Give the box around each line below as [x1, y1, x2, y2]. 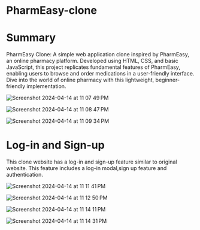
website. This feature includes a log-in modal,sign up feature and [6, 165, 167, 172]
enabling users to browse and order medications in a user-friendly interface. [6, 70, 195, 77]
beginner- [155, 76, 180, 84]
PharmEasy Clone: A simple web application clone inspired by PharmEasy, [6, 51, 190, 58]
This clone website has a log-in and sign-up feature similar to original [6, 158, 177, 165]
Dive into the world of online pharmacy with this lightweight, [6, 76, 154, 84]
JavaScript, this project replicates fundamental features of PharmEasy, [6, 63, 181, 71]
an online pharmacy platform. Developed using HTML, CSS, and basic [6, 57, 178, 65]
